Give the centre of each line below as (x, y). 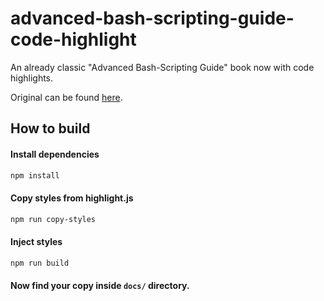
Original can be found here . (66, 97)
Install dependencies (55, 154)
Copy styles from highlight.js (72, 198)
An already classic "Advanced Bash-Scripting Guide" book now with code (162, 67)
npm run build (40, 263)
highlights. (32, 78)
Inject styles (36, 242)
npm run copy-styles (53, 219)
